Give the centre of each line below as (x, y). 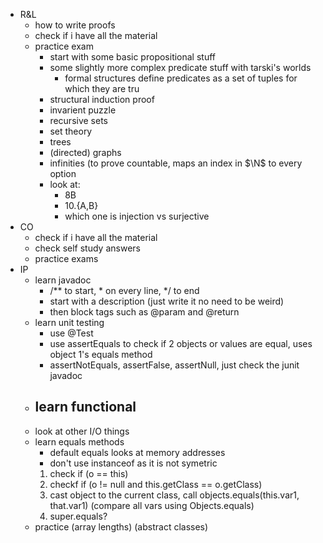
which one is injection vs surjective (137, 216)
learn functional (85, 407)
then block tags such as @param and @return (144, 312)
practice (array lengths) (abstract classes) (121, 526)
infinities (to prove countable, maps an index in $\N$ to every (176, 163)
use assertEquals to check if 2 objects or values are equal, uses (181, 343)
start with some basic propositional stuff (133, 57)
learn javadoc (63, 280)
